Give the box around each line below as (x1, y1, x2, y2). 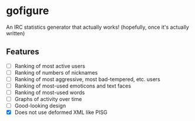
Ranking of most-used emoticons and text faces (14, 82, 131, 89)
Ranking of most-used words (14, 89, 85, 96)
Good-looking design (14, 102, 66, 109)
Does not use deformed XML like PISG (14, 109, 107, 116)
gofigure (6, 4, 49, 18)
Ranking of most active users (14, 62, 85, 69)
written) (6, 29, 25, 36)
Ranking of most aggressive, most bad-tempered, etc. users (14, 75, 160, 83)
